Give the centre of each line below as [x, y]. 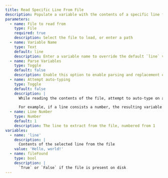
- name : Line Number [31, 112]
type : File [25, 28]
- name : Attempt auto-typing [40, 79]
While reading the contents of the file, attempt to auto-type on [89, 98]
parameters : [17, 19]
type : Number [28, 116]
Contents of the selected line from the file [66, 144]
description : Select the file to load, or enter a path [74, 38]
